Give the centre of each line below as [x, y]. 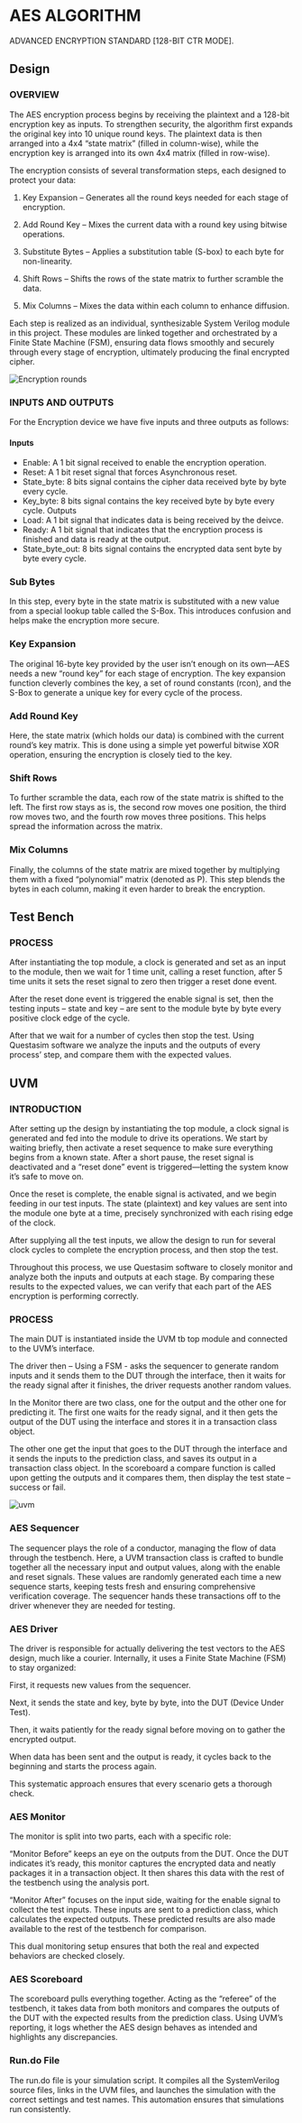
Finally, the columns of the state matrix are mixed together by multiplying [145, 869]
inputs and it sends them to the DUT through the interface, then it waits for [148, 1376]
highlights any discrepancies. [64, 2037]
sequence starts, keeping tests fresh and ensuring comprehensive [133, 1586]
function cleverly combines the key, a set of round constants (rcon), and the [150, 683]
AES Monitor [37, 1816]
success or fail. [37, 1487]
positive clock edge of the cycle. [70, 1018]
